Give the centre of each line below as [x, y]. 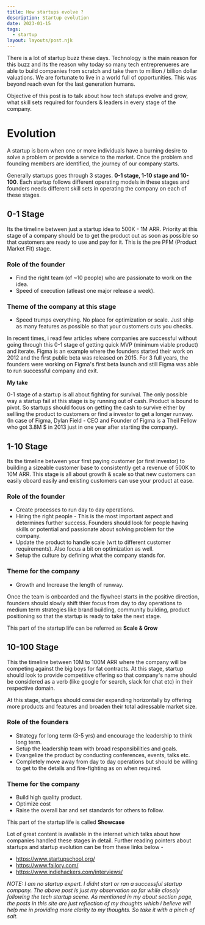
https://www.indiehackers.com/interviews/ [69, 872]
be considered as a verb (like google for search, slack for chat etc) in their [100, 681]
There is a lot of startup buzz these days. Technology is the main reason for [102, 58]
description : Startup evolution [48, 18]
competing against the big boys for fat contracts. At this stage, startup [95, 668]
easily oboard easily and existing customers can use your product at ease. [100, 481]
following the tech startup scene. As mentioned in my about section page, [100, 897]
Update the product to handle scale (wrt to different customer [93, 542]
